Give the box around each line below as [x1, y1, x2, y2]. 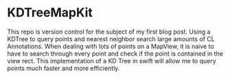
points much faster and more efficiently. [7, 64, 120, 72]
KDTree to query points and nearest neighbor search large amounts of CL [7, 34, 215, 43]
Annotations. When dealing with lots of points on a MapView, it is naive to [7, 42, 214, 50]
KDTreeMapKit [7, 5, 93, 21]
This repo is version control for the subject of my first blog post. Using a [7, 27, 211, 36]
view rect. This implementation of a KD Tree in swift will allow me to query [7, 56, 216, 65]
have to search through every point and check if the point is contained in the [7, 49, 223, 58]
